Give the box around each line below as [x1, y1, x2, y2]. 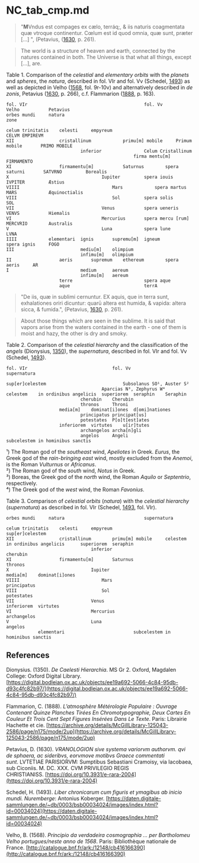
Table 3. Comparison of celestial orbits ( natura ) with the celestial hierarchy [6, 497, 190, 504]
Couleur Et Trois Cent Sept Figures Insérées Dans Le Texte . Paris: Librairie [6, 715, 188, 722]
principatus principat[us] [80, 412, 147, 418]
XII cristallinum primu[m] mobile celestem [6, 536, 187, 542]
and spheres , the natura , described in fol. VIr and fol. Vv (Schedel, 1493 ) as [6, 78, 191, 85]
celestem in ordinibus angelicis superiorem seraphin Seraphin [6, 391, 187, 397]
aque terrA [59, 282, 158, 289]
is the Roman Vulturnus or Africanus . [6, 461, 97, 468]
